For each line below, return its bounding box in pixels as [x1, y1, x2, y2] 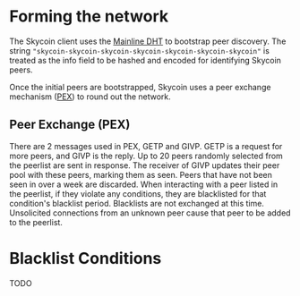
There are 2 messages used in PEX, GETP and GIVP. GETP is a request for [9, 140, 283, 151]
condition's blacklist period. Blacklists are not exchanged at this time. [9, 198, 264, 208]
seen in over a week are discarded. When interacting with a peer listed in [9, 179, 279, 190]
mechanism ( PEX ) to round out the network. [9, 91, 172, 102]
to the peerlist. [9, 216, 63, 227]
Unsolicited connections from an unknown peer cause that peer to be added [9, 207, 291, 218]
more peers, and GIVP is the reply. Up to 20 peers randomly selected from [9, 150, 284, 161]
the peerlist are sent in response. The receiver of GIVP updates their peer [9, 159, 280, 171]
